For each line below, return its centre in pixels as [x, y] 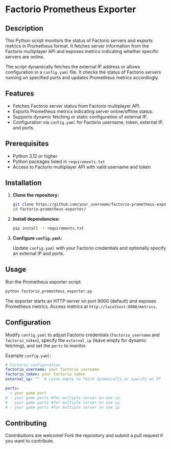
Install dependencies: [36, 219]
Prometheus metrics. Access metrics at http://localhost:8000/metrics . [81, 306]
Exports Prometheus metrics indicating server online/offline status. [83, 111]
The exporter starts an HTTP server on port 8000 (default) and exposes [81, 301]
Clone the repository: [36, 195]
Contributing [26, 423]
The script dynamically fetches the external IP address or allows [73, 67]
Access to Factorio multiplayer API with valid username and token [82, 167]
